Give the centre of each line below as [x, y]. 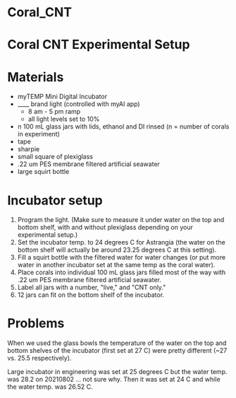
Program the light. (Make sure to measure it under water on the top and [121, 220]
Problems [36, 323]
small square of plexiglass [55, 157]
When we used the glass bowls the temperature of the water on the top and [117, 343]
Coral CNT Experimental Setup [99, 45]
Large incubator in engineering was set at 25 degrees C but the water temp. [117, 372]
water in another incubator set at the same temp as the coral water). [116, 265]
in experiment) [38, 134]
